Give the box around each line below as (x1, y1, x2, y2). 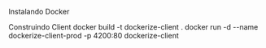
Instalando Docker (8, 7, 70, 16)
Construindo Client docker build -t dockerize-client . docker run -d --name (8, 22, 259, 31)
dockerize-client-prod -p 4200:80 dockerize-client (8, 31, 179, 40)
